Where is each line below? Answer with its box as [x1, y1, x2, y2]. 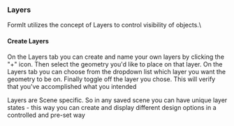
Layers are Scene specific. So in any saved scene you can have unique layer [7, 96, 228, 104]
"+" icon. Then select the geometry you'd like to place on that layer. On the [7, 59, 223, 68]
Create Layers [7, 36, 49, 45]
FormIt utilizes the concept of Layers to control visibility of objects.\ [7, 21, 201, 29]
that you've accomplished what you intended [7, 82, 137, 90]
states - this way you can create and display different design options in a [7, 103, 217, 111]
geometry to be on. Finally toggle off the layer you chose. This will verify [7, 75, 216, 83]
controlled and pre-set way [7, 111, 86, 119]
